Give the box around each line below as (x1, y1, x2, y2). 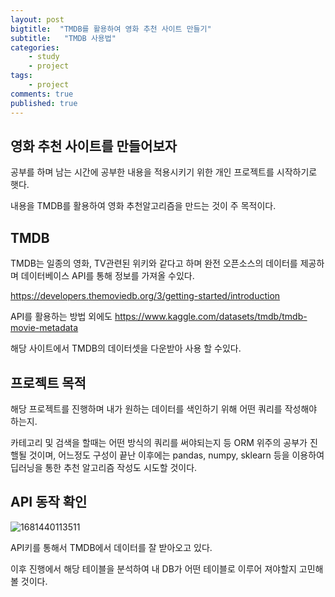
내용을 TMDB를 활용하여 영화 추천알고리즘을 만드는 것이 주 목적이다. (10, 200, 277, 212)
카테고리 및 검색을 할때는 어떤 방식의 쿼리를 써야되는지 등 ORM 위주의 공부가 (10, 436, 308, 448)
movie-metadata (10, 322, 79, 334)
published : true (10, 98, 78, 108)
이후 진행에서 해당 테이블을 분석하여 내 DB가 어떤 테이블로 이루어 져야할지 (10, 562, 297, 575)
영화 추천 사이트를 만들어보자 (10, 137, 178, 155)
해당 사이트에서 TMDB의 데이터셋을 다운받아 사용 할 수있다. (10, 342, 242, 355)
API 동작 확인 (10, 494, 88, 511)
